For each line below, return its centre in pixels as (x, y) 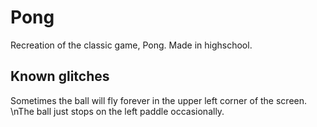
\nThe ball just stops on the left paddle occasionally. (117, 111)
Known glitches (60, 76)
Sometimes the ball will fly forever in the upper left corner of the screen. (159, 100)
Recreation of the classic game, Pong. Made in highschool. (131, 45)
